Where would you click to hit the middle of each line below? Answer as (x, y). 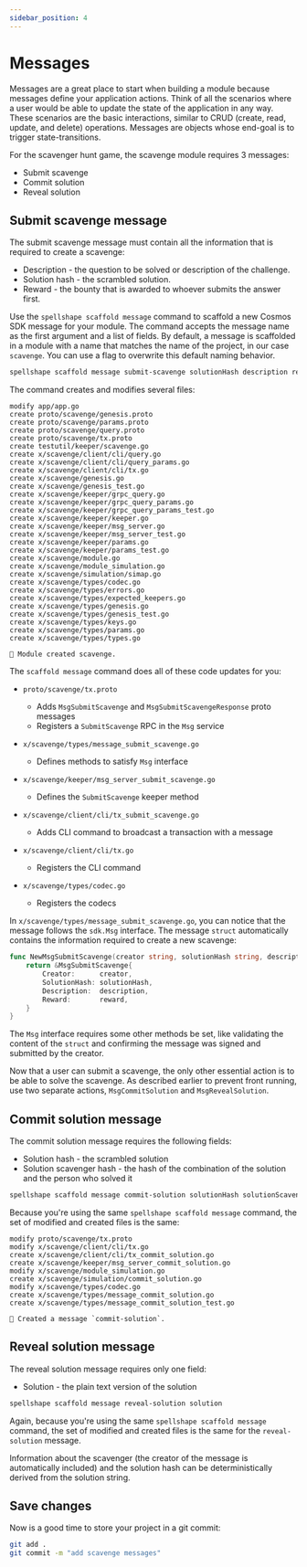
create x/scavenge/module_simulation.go (88, 566)
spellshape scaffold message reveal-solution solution (116, 1403)
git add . (28, 1545)
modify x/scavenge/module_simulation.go (88, 1271)
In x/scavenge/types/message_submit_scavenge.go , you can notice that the (148, 921)
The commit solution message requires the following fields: (121, 1141)
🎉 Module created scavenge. (63, 654)
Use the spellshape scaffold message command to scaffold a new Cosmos (150, 317)
